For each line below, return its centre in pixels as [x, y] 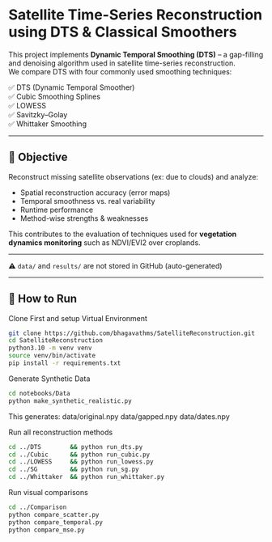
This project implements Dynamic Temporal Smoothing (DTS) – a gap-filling [136, 54]
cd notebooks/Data [39, 393]
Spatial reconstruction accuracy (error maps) [95, 193]
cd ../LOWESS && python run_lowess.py [81, 462]
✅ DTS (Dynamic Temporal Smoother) [72, 87]
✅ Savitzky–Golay [38, 114]
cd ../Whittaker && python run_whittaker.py [86, 477]
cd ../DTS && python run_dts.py [76, 447]
